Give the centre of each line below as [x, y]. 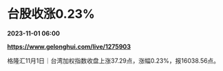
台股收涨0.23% [51, 14]
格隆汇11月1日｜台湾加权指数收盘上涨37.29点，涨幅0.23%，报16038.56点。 [114, 60]
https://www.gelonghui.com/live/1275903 [69, 46]
